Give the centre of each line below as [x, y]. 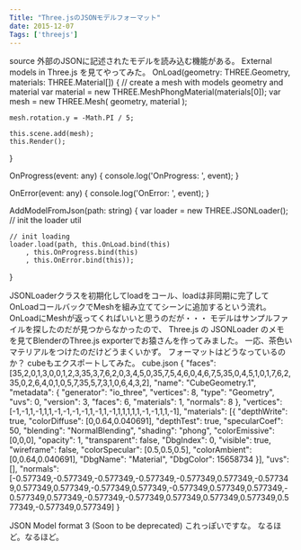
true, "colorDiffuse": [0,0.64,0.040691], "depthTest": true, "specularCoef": [146, 421]
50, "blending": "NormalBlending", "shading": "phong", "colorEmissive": [142, 431]
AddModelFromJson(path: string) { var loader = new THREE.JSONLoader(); [149, 211]
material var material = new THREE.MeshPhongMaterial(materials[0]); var [145, 92]
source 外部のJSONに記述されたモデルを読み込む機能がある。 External [141, 61]
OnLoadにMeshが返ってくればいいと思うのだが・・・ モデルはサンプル [141, 318]
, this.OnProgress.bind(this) [82, 253]
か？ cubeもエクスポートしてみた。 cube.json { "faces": [113, 363]
